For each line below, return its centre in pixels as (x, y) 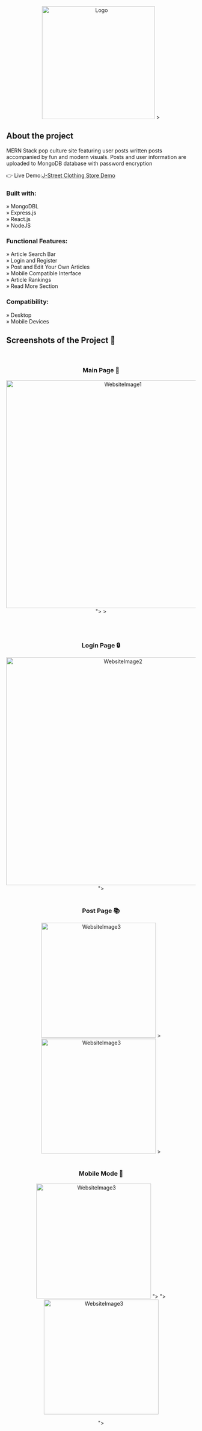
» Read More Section (32, 286)
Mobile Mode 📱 (101, 1174)
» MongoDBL (23, 207)
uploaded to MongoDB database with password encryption (79, 163)
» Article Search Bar (31, 254)
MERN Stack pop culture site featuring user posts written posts (84, 151)
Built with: (21, 193)
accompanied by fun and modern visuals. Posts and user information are (96, 157)
